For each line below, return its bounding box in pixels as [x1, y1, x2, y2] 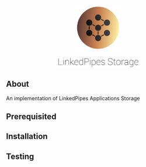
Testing [6, 151, 34, 161]
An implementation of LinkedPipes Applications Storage [6, 94, 140, 101]
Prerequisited [6, 111, 57, 121]
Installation [6, 131, 48, 142]
